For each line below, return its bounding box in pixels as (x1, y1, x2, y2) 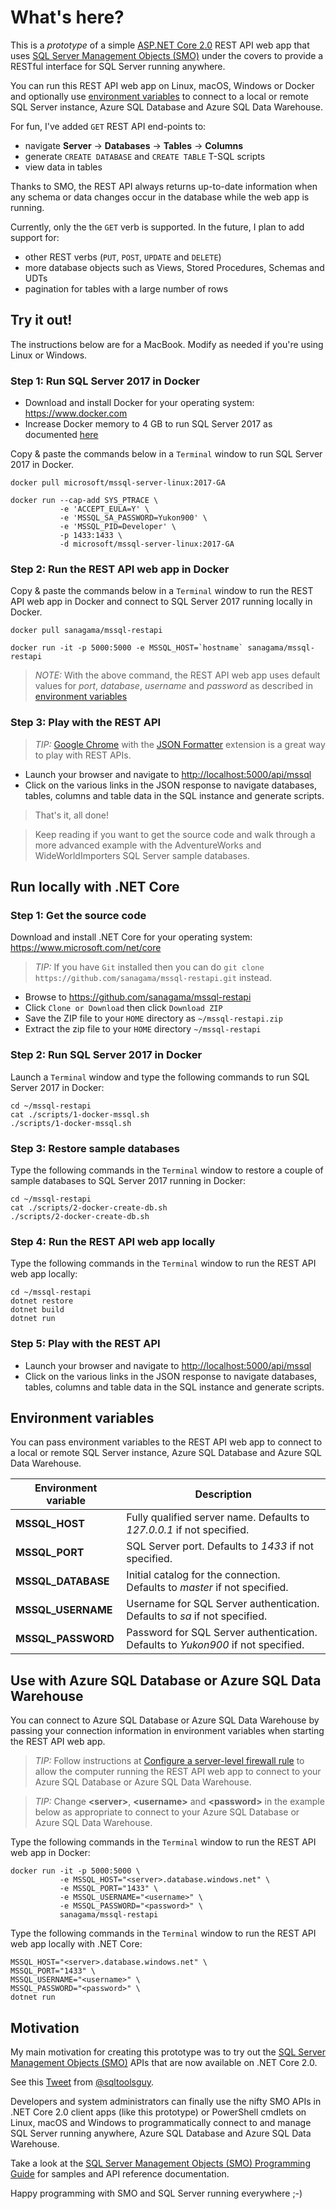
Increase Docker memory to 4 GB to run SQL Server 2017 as (24, 418, 273, 430)
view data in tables (24, 161, 103, 173)
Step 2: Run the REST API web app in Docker (10, 562, 230, 576)
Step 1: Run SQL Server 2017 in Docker (10, 374, 200, 388)
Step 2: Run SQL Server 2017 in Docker (10, 1048, 203, 1062)
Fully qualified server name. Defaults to (126, 1511, 310, 1525)
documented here (24, 429, 99, 441)
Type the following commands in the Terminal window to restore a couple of (10, 1164, 324, 1176)
